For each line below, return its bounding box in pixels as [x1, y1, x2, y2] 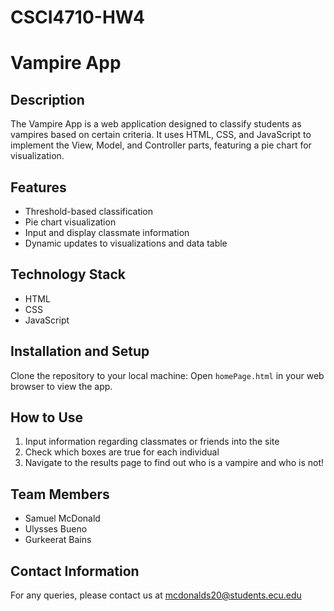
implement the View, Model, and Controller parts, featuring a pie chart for [10, 139, 312, 151]
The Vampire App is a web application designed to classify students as [10, 118, 302, 130]
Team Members [10, 486, 110, 503]
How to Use [10, 409, 84, 426]
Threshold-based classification [24, 206, 154, 217]
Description [10, 91, 85, 108]
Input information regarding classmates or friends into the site [24, 436, 280, 448]
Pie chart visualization [24, 216, 117, 228]
